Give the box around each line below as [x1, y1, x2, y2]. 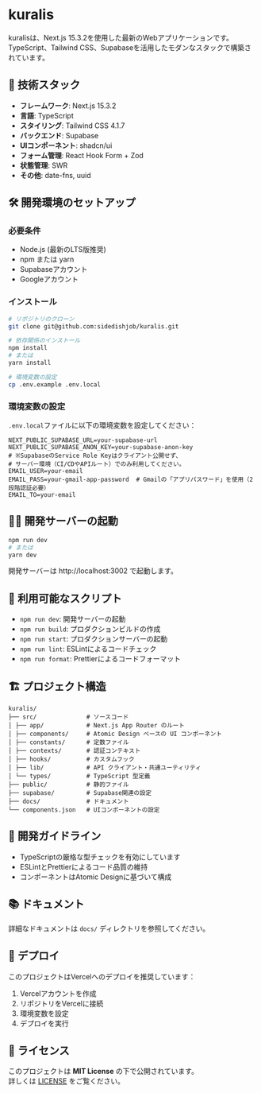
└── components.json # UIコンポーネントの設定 [8, 806, 160, 814]
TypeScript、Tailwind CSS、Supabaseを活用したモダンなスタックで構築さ [8, 42, 252, 52]
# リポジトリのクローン [8, 315, 75, 323]
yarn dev [8, 551, 37, 559]
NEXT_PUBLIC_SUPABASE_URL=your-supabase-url [8, 436, 158, 444]
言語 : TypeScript [19, 110, 74, 120]
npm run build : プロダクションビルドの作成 [19, 624, 161, 634]
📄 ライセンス [8, 1044, 70, 1057]
